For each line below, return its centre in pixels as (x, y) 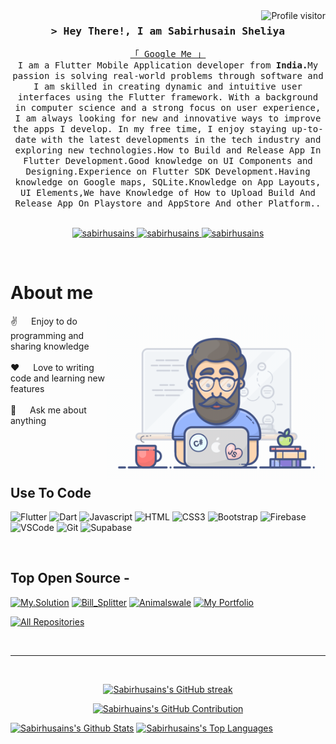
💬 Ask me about (48, 410)
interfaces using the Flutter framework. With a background (168, 97)
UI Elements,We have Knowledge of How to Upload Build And (167, 193)
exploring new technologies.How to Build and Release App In (168, 150)
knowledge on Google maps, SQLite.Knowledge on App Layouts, (168, 182)
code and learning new (57, 378)
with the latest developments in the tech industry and (181, 140)
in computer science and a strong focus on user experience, (168, 108)
